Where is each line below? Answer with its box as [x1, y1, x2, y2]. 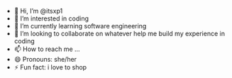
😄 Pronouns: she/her [13, 55, 77, 63]
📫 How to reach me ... [13, 45, 80, 53]
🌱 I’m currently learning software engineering [13, 22, 147, 30]
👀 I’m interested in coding [13, 14, 89, 23]
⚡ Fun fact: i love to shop [13, 63, 87, 71]
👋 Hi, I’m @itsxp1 [13, 7, 63, 15]
